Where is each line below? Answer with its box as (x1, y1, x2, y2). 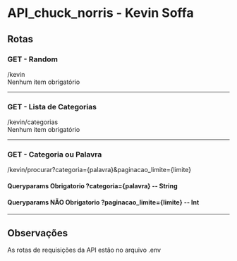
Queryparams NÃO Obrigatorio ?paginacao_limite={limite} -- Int (7, 198, 200, 206)
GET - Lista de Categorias (7, 102, 97, 111)
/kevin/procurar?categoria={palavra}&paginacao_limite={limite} (7, 166, 192, 174)
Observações (7, 227, 68, 239)
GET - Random (7, 54, 59, 64)
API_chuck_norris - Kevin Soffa (7, 5, 194, 21)
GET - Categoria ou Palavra (7, 150, 102, 159)
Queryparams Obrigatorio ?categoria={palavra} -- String (7, 182, 178, 190)
